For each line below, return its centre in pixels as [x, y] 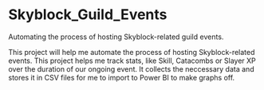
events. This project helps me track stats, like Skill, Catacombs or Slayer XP [132, 61]
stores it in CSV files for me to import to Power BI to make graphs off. [122, 77]
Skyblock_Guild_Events [88, 15]
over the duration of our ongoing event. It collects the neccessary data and [131, 68]
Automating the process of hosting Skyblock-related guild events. [116, 37]
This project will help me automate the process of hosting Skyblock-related [132, 52]
